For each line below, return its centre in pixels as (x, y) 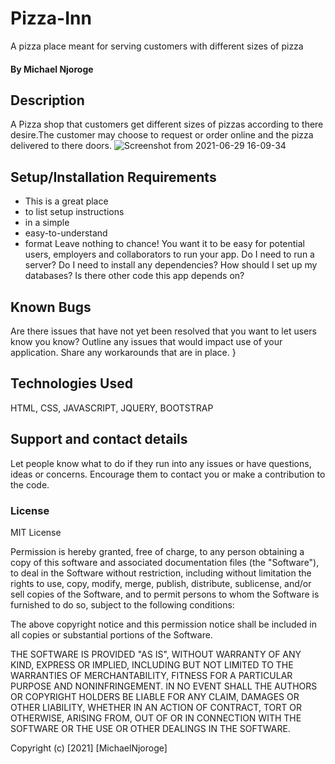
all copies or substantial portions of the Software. (111, 634)
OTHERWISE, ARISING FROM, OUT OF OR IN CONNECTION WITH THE (156, 718)
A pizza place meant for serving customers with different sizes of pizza (157, 46)
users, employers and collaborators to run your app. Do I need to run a (169, 254)
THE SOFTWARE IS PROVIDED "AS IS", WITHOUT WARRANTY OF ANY (156, 654)
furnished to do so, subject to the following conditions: (122, 604)
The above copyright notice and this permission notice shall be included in (163, 624)
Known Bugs (51, 307)
